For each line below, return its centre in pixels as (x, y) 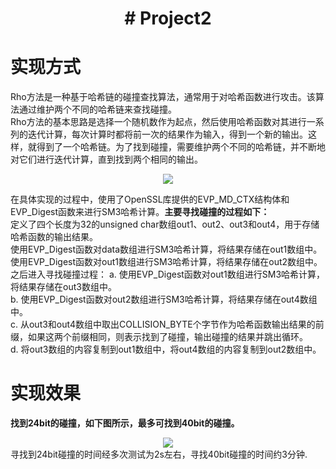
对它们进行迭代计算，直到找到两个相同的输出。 (106, 159)
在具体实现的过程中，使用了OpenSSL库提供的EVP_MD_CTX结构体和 (150, 199)
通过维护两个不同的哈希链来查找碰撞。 (97, 109)
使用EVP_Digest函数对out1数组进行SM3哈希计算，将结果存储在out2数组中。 (166, 262)
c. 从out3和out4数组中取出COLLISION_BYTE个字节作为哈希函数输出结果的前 (167, 324)
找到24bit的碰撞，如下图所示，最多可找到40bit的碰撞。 (125, 423)
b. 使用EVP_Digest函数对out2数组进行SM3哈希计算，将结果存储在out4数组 (164, 299)
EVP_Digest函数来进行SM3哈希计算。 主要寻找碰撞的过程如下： (140, 212)
